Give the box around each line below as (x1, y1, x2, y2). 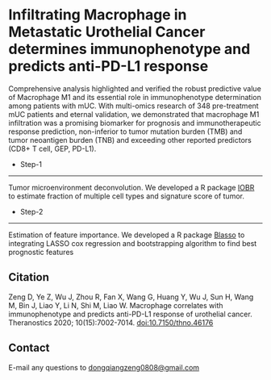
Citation (8, 270, 50, 284)
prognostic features (8, 247, 74, 257)
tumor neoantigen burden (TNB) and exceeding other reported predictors (8, 135, 252, 144)
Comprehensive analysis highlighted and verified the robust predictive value (8, 83, 262, 94)
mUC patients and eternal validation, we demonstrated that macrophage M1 (8, 109, 260, 119)
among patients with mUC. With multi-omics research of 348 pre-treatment (8, 101, 260, 111)
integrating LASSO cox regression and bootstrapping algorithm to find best (8, 238, 257, 248)
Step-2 (19, 207, 44, 216)
